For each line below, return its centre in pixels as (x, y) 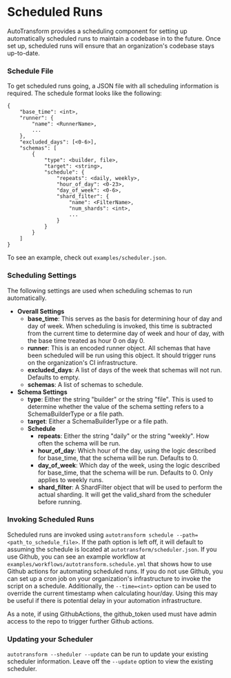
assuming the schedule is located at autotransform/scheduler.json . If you (112, 549)
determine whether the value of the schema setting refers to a (115, 406)
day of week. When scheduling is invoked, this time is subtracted (120, 326)
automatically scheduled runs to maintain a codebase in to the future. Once (114, 38)
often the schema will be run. (79, 443)
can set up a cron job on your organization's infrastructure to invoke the (109, 578)
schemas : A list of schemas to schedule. (85, 384)
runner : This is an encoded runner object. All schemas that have (119, 348)
